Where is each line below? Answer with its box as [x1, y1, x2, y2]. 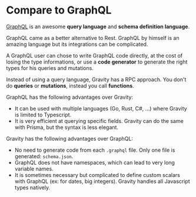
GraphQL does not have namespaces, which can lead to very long [14, 159, 175, 166]
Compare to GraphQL [6, 4, 112, 17]
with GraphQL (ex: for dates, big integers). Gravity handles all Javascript [14, 178, 190, 185]
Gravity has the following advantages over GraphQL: [6, 135, 134, 142]
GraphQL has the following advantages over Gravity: [6, 94, 134, 101]
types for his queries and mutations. [6, 64, 94, 71]
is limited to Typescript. [14, 111, 72, 118]
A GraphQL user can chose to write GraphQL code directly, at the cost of [6, 52, 183, 59]
